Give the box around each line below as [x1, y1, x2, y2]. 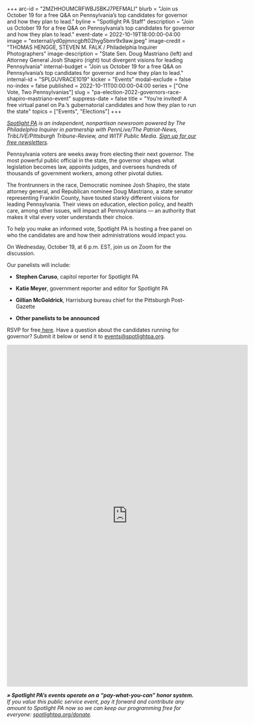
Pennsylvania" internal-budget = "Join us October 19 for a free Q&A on [7, 63, 182, 70]
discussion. [7, 250, 36, 257]
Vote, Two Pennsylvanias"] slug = [7, 89, 90, 95]
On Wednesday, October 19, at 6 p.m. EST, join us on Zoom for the [7, 243, 171, 250]
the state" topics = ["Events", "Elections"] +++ [7, 108, 122, 115]
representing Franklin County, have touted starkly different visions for [7, 194, 179, 201]
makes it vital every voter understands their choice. [7, 214, 134, 220]
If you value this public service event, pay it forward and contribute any [7, 698, 185, 705]
